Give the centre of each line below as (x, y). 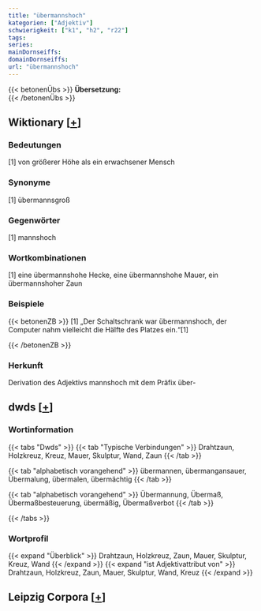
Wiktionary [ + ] (45, 123)
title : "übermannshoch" (47, 15)
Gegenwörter (34, 220)
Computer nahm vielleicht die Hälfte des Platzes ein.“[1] (99, 329)
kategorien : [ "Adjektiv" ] (50, 23)
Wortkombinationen (47, 257)
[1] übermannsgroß (39, 200)
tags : (17, 37)
